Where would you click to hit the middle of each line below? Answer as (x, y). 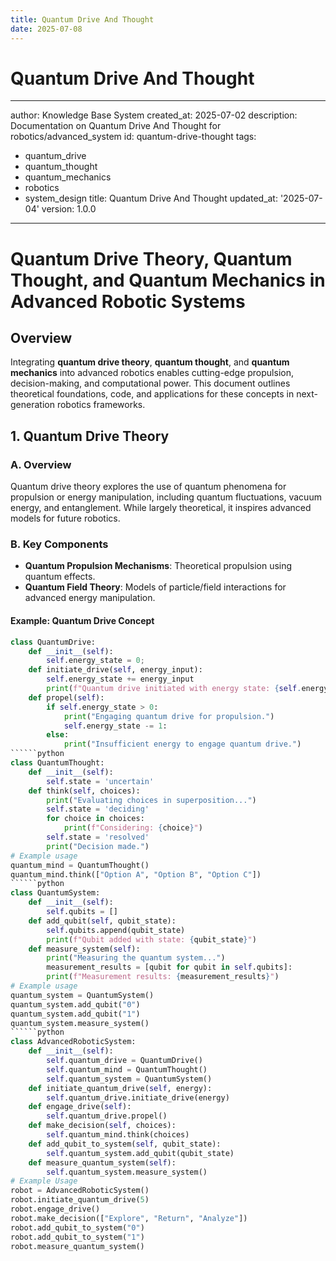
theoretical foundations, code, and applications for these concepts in (152, 394)
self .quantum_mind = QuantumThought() (127, 1069)
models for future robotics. (65, 518)
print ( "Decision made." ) (98, 846)
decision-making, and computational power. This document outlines (150, 383)
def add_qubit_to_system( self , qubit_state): (125, 1144)
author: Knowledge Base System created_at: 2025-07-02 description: (154, 115)
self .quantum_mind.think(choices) (118, 1135)
